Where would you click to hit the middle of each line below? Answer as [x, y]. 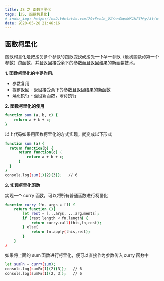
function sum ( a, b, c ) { [31, 115]
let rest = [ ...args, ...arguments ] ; [61, 214]
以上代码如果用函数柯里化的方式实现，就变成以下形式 [59, 134]
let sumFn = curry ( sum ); [30, 264]
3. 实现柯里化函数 [23, 185]
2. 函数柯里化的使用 [25, 106]
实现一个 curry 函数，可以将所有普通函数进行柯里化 [57, 195]
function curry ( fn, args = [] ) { [40, 205]
